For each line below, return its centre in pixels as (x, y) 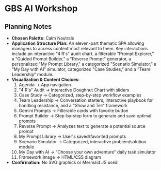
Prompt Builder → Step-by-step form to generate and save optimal (85, 116)
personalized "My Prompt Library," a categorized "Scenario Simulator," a (84, 64)
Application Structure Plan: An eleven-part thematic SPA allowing (78, 43)
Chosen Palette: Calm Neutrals (43, 38)
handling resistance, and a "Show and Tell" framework (73, 105)
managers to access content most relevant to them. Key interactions (80, 48)
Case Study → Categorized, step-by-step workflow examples (80, 95)
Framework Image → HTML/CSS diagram (60, 157)
